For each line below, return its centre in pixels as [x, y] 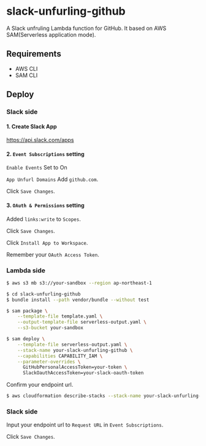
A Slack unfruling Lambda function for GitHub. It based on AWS [86, 28]
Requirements [34, 54]
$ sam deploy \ [26, 339]
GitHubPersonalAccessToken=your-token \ [75, 367]
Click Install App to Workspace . [47, 242]
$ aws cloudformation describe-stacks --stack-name [74, 396]
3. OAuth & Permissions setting [45, 206]
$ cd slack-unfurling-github [44, 294]
